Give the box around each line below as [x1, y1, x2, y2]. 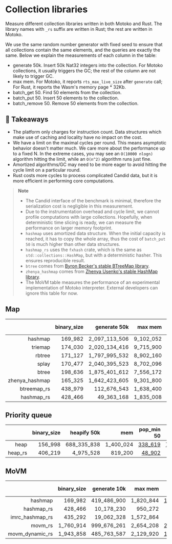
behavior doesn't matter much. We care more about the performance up [12, 145, 165, 151]
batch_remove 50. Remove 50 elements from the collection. [12, 100, 139, 106]
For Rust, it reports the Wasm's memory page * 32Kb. [12, 83, 126, 90]
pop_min [139, 426, 161, 433]
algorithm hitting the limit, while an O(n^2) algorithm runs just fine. [12, 156, 152, 162]
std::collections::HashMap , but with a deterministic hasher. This [25, 252, 162, 258]
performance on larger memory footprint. [25, 224, 113, 231]
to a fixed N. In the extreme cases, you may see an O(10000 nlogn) [12, 150, 154, 157]
